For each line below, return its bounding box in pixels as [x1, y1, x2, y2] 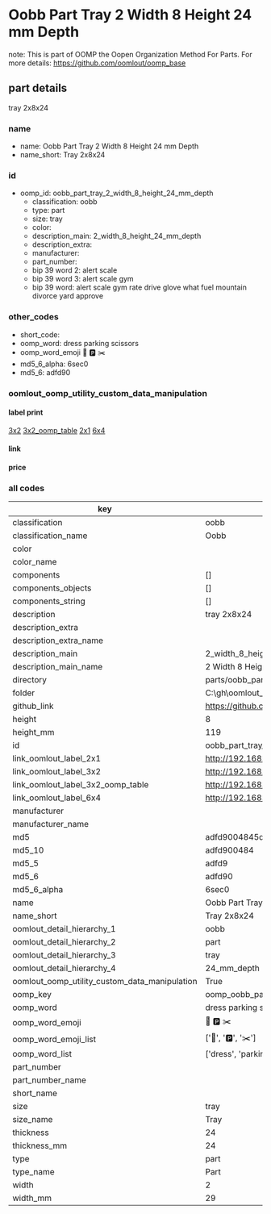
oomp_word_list [12, 1049, 73, 1060]
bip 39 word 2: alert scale [31, 265, 118, 275]
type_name [12, 1166, 55, 1178]
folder [12, 687, 35, 699]
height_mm [12, 727, 55, 738]
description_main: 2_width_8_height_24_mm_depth [31, 232, 202, 241]
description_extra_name [12, 635, 103, 646]
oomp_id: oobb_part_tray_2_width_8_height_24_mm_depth [19, 188, 214, 198]
